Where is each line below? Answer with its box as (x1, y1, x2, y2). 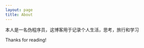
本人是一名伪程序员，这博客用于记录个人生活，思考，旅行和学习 (5, 26, 139, 33)
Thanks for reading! (5, 36, 47, 43)
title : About (5, 12, 33, 17)
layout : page (5, 7, 33, 13)
